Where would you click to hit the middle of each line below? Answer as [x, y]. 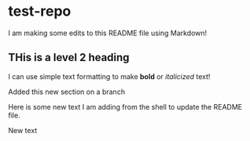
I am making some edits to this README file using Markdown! [108, 33]
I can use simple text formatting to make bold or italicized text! [109, 76]
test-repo [40, 11]
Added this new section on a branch [67, 92]
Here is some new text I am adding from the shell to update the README [125, 107]
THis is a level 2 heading [69, 58]
